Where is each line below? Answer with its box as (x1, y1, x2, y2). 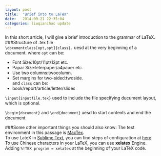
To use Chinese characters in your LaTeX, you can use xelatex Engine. (5, 140, 147, 146)
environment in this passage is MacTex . (5, 130, 84, 135)
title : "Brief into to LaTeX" (5, 12, 69, 17)
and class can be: (12, 80, 49, 86)
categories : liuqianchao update (5, 21, 71, 26)
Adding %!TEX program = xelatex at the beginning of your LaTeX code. (5, 145, 146, 151)
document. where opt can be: (5, 50, 64, 56)
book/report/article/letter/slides (12, 85, 76, 91)
